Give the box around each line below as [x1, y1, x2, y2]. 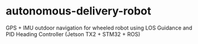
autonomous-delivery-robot [5, 4, 152, 18]
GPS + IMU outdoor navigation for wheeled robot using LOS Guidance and [5, 24, 193, 31]
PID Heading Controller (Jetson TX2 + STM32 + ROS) [5, 30, 141, 37]
